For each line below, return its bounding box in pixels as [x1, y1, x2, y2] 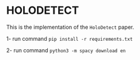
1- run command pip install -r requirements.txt [6, 35, 133, 42]
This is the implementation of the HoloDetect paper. [6, 23, 135, 31]
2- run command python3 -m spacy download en [6, 46, 126, 54]
